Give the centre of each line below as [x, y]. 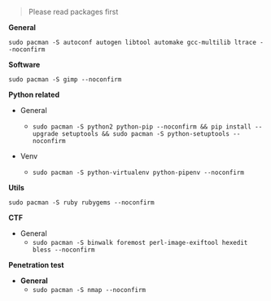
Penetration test [36, 265]
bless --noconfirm [63, 250]
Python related [34, 94]
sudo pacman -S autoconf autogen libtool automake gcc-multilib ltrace [132, 42]
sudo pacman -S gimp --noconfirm [65, 80]
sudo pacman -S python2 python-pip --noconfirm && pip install [142, 127]
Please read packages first [73, 12]
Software [24, 65]
